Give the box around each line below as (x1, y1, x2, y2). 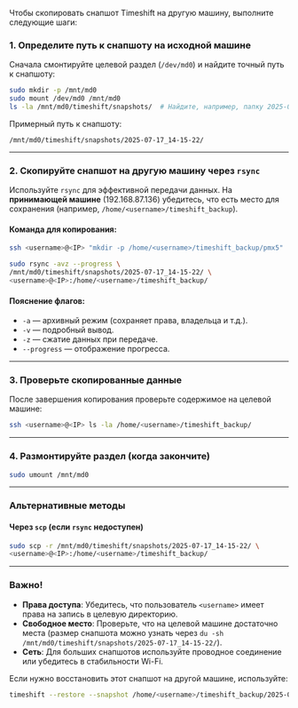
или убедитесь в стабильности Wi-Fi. (21, 656, 164, 666)
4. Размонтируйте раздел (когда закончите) (9, 450, 210, 463)
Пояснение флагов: (9, 295, 86, 306)
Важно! (9, 579, 43, 592)
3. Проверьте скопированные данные (9, 374, 182, 386)
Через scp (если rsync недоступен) (9, 521, 144, 532)
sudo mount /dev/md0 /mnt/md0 (9, 94, 122, 103)
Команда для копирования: (9, 224, 117, 235)
